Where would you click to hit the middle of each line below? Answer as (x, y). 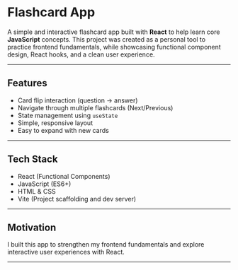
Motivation (32, 227)
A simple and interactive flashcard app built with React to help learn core (114, 32)
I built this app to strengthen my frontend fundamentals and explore (106, 245)
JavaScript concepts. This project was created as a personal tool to (107, 39)
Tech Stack (33, 159)
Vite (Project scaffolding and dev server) (77, 199)
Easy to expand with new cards (63, 130)
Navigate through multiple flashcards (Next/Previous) (95, 107)
